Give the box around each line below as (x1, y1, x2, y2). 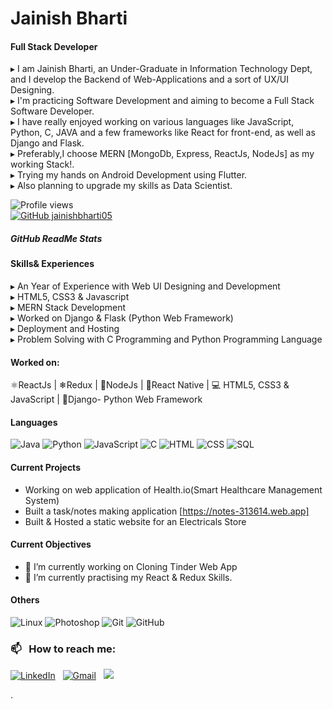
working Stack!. (10, 158, 75, 171)
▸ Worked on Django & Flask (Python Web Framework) (10, 312, 234, 324)
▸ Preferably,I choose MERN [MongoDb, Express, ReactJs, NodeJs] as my (10, 148, 315, 160)
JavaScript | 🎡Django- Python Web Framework (10, 393, 203, 406)
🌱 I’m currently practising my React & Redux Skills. (24, 571, 233, 583)
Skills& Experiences (10, 258, 95, 270)
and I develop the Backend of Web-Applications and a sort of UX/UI (10, 73, 289, 86)
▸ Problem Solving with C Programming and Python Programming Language (10, 333, 323, 345)
